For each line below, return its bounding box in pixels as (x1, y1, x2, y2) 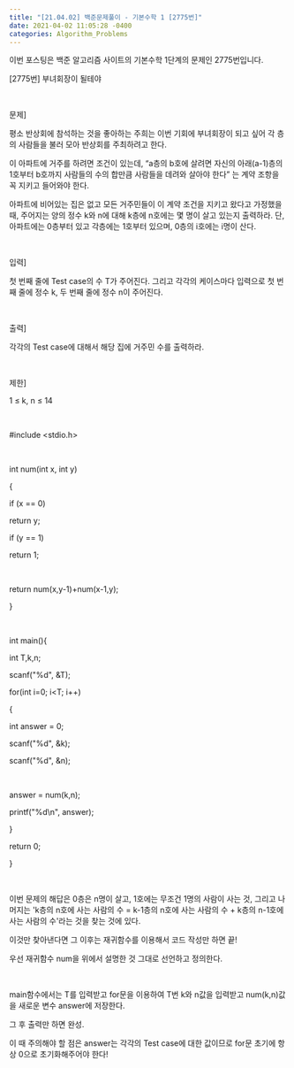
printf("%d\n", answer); (9, 807, 94, 818)
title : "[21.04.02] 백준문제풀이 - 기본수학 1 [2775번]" (9, 12, 203, 22)
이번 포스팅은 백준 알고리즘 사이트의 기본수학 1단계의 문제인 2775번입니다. (9, 55, 264, 65)
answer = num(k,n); (9, 789, 81, 801)
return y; (9, 515, 41, 526)
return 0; (9, 841, 41, 852)
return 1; (9, 549, 40, 560)
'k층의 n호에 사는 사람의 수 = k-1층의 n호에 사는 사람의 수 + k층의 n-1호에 (32, 904, 284, 916)
